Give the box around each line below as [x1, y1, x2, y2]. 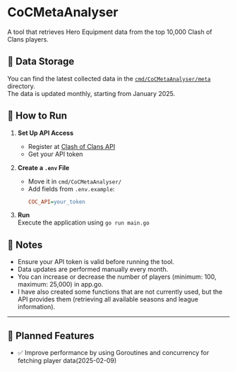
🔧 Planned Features [7, 330, 95, 342]
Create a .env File [17, 163, 70, 172]
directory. [7, 82, 35, 90]
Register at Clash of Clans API [28, 142, 116, 150]
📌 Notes [7, 239, 43, 251]
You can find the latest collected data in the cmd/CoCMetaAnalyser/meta [7, 74, 212, 83]
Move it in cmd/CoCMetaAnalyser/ [28, 177, 122, 186]
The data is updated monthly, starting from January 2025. [7, 89, 176, 97]
